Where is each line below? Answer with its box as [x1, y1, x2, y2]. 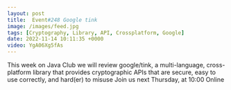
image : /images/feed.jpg [7, 23, 79, 30]
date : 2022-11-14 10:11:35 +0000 [7, 36, 104, 43]
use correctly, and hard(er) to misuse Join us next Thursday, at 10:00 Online [7, 76, 225, 83]
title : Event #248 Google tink [7, 16, 98, 23]
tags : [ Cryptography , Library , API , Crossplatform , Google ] [7, 29, 185, 36]
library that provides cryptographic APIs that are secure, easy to [32, 68, 216, 76]
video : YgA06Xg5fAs [7, 42, 64, 49]
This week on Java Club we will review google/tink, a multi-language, [7, 61, 205, 69]
